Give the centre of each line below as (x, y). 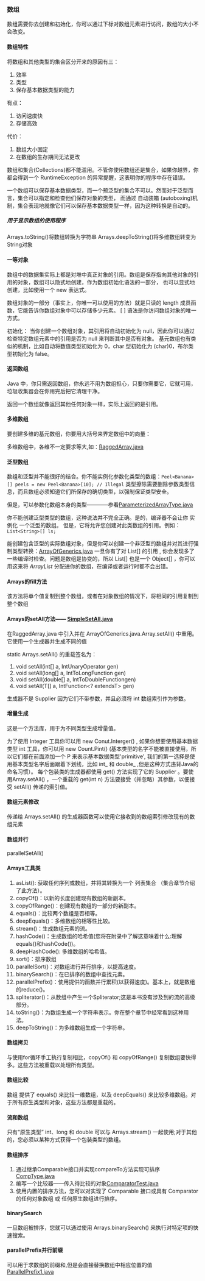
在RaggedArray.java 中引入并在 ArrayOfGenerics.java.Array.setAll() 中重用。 (102, 633)
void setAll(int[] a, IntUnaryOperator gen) (67, 666)
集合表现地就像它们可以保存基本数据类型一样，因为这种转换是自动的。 (105, 205)
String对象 (20, 244)
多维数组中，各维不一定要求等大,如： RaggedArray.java (75, 447)
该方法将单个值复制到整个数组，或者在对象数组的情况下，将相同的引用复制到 (103, 596)
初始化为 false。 (32, 353)
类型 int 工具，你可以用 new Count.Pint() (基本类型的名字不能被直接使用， (99, 748)
